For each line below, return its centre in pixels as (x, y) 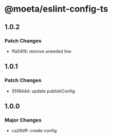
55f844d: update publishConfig (43, 91)
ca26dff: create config (34, 131)
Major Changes (23, 120)
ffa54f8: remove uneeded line (41, 51)
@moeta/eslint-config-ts (56, 9)
